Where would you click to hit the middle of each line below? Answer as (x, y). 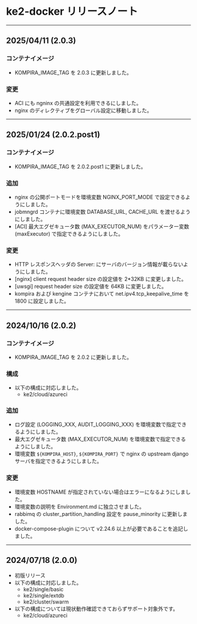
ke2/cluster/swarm (46, 602)
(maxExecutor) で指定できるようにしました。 (69, 234)
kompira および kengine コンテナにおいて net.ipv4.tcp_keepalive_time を (102, 294)
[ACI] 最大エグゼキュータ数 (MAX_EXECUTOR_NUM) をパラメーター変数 (102, 226)
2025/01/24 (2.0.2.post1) (53, 135)
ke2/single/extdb (44, 595)
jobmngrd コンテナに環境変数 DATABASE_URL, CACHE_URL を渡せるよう (103, 212)
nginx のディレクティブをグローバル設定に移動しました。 (83, 110)
